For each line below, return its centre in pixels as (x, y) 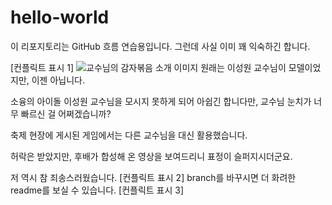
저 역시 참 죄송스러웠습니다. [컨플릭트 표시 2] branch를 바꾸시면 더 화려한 (153, 177)
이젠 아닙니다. (58, 80)
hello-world (60, 17)
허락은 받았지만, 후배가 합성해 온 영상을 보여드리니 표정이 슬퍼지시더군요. (151, 156)
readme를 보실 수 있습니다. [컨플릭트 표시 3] (97, 190)
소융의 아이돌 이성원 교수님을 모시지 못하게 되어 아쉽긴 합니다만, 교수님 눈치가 (161, 101)
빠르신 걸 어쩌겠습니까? (66, 113)
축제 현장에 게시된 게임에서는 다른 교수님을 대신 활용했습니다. (129, 135)
